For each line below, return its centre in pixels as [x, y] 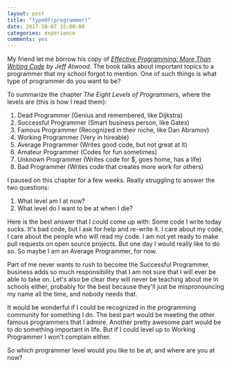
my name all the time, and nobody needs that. [72, 294]
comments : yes [28, 39]
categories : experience [41, 33]
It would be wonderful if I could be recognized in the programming [102, 307]
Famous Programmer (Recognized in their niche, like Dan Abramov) [113, 130]
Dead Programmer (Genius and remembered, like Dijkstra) [100, 116]
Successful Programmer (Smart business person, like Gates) [103, 123]
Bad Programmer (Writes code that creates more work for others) [110, 167]
